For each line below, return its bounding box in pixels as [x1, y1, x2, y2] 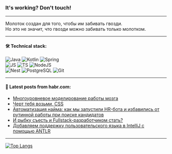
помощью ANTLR [12, 128, 51, 134]
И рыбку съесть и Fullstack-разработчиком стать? [12, 117, 123, 123]
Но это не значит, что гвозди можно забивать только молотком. [5, 26, 146, 32]
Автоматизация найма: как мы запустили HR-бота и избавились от [12, 106, 160, 112]
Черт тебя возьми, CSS [12, 101, 64, 107]
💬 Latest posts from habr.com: [5, 84, 71, 90]
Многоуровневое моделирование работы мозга [12, 95, 119, 101]
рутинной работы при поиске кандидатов [12, 111, 104, 118]
